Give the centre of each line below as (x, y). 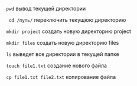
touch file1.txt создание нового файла (57, 65)
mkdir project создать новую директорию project (69, 31)
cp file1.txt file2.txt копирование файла (61, 77)
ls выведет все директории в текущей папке (63, 54)
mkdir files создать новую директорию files (63, 43)
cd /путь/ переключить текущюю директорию (67, 20)
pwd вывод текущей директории (46, 9)
